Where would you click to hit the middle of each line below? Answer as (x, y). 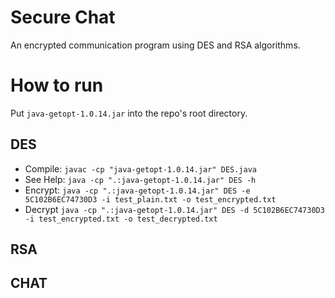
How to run (57, 85)
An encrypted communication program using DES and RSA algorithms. (155, 45)
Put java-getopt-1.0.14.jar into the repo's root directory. (129, 113)
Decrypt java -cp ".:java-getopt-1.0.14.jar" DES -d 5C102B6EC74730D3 (174, 209)
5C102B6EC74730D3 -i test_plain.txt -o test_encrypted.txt (150, 199)
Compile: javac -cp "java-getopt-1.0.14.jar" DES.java (140, 168)
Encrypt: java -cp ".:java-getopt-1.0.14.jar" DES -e (137, 190)
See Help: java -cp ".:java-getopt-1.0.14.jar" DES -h (140, 179)
